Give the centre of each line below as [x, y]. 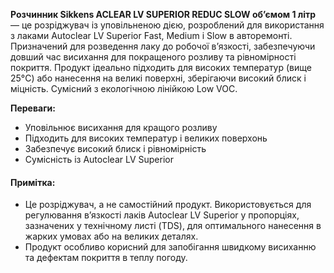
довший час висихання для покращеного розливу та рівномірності [153, 57]
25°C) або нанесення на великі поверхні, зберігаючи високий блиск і [158, 78]
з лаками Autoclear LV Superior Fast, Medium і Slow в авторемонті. [151, 35]
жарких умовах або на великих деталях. [111, 236]
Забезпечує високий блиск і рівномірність [115, 148]
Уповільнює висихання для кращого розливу [121, 127]
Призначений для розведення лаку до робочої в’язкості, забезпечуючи [163, 46]
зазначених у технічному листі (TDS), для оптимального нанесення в [173, 226]
